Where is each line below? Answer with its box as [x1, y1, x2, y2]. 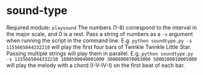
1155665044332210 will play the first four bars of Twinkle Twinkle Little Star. [6, 43, 191, 51]
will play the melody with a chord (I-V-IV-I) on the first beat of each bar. [6, 62, 185, 69]
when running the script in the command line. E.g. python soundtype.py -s [6, 37, 193, 44]
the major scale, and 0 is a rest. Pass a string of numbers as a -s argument [6, 30, 193, 37]
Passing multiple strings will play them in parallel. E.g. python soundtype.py [6, 49, 193, 57]
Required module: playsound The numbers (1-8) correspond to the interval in [6, 24, 198, 31]
